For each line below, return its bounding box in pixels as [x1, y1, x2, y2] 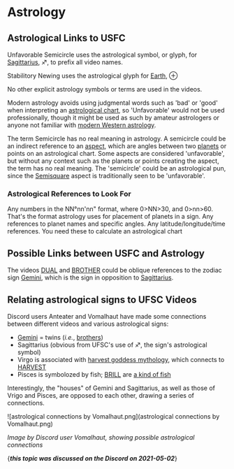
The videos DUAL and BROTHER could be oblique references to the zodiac [7, 266, 222, 275]
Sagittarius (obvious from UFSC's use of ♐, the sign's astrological [17, 340, 207, 349]
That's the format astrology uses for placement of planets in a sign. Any [7, 212, 214, 221]
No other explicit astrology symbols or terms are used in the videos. [7, 85, 203, 93]
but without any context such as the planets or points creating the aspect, [7, 157, 219, 165]
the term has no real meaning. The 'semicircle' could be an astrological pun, [7, 164, 226, 172]
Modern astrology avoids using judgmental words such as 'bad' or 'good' [7, 99, 218, 107]
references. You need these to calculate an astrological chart [7, 227, 183, 236]
